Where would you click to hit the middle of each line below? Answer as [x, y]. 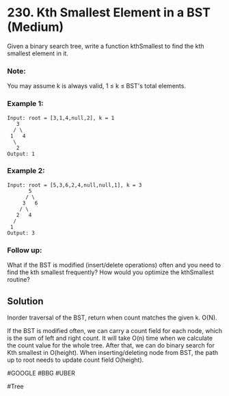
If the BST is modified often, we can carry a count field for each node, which [115, 330]
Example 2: [26, 171]
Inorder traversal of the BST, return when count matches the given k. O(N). [112, 317]
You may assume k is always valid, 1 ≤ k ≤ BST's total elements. [97, 86]
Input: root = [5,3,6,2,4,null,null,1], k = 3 [75, 185]
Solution [25, 301]
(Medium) [36, 27]
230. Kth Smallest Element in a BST [109, 13]
